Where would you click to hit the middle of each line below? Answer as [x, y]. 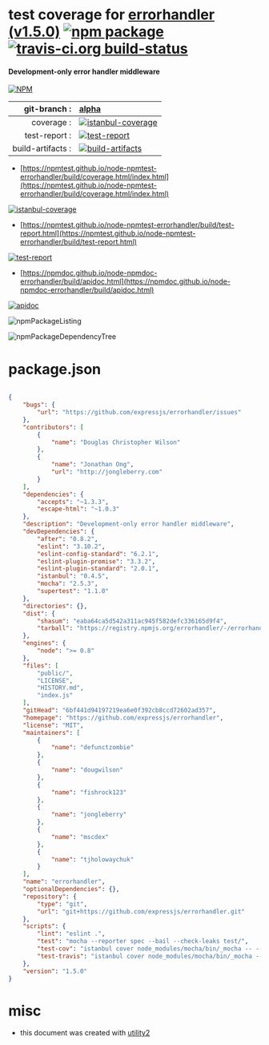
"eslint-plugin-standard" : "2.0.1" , [98, 569]
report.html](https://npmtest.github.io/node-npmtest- [108, 233]
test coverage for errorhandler [111, 15]
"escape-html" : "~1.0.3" [78, 509]
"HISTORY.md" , [60, 688]
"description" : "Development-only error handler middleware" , [128, 524]
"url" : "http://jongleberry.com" [106, 472]
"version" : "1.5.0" [55, 971]
